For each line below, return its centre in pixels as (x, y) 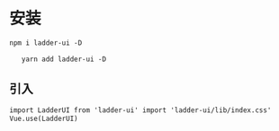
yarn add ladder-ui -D (63, 59)
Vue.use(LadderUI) (44, 118)
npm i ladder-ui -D (46, 43)
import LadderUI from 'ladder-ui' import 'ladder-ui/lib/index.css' (140, 110)
